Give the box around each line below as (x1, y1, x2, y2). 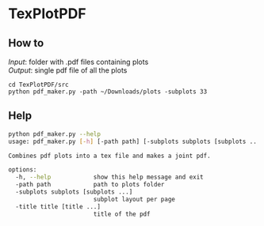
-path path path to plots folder (15, 181, 165, 189)
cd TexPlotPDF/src (8, 81, 69, 89)
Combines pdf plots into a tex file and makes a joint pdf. (8, 152, 212, 160)
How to (8, 36, 44, 50)
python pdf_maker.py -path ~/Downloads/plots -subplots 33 (8, 88, 208, 96)
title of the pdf (93, 210, 151, 218)
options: (8, 166, 37, 174)
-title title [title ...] (15, 202, 101, 210)
